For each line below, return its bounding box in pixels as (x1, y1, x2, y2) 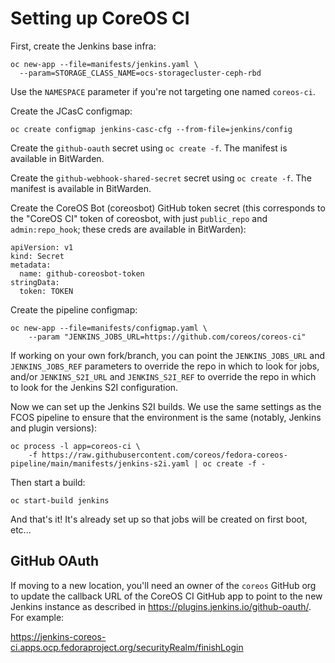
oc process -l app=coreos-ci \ (10, 441, 141, 451)
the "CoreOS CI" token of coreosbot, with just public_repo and (10, 212, 268, 224)
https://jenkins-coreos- (10, 630, 107, 642)
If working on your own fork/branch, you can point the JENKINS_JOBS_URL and (10, 349, 326, 361)
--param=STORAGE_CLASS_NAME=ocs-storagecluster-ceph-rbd (19, 68, 262, 78)
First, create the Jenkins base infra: (10, 40, 157, 52)
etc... (10, 523, 32, 536)
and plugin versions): (10, 422, 98, 434)
